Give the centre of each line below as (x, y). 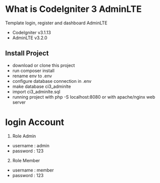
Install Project (27, 53)
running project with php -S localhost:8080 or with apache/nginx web (84, 97)
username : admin (31, 145)
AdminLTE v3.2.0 (30, 38)
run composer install (33, 70)
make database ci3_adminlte (41, 86)
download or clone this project (44, 65)
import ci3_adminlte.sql (36, 91)
